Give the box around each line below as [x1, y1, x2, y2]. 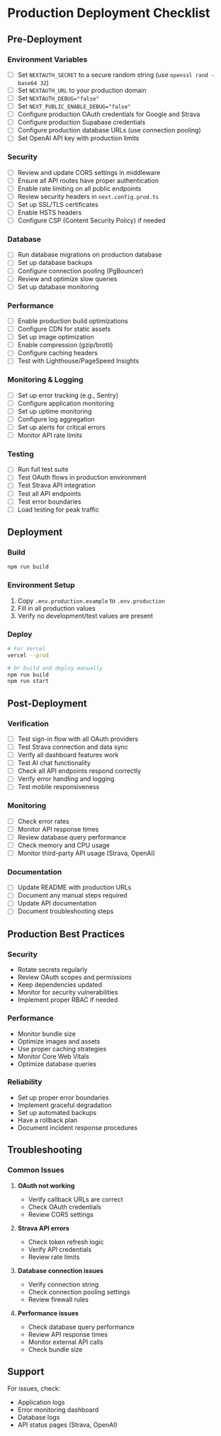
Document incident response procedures [17, 1123, 138, 1131]
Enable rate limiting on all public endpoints [17, 184, 142, 193]
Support [7, 1365, 45, 1377]
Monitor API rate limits [17, 431, 83, 439]
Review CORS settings [28, 1210, 94, 1219]
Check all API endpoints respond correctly [17, 767, 142, 775]
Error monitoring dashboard [17, 1406, 99, 1414]
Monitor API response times [17, 825, 99, 833]
